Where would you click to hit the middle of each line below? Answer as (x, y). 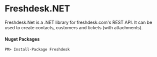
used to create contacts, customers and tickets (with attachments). (74, 27)
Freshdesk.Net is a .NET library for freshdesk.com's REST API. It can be (78, 22)
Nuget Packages (22, 39)
